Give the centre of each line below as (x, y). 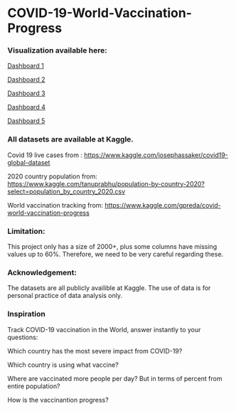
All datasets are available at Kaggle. (70, 139)
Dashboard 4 (27, 107)
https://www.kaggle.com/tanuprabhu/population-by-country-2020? (106, 183)
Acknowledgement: (42, 273)
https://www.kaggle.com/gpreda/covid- (163, 205)
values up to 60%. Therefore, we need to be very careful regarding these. (116, 255)
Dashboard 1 (26, 66)
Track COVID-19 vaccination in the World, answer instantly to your (104, 329)
